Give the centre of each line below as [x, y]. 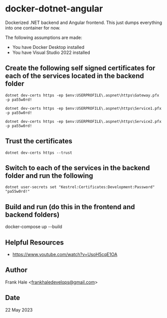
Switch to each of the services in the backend [78, 168]
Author [16, 270]
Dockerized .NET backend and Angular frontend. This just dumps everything [84, 22]
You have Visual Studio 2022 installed [51, 52]
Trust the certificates [39, 141]
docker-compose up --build [34, 227]
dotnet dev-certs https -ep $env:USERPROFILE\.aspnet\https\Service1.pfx [83, 108]
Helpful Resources [34, 242]
